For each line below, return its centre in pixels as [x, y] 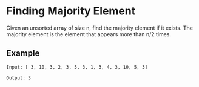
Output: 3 [19, 78]
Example [23, 53]
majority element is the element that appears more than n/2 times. [89, 34]
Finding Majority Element [71, 11]
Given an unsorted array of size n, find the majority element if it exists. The [99, 28]
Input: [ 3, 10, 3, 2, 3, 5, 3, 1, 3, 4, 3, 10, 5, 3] [77, 67]
